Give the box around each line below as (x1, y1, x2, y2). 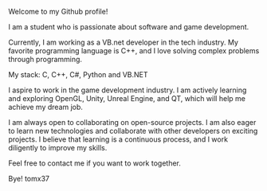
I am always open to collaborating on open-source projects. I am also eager (8, 118, 257, 127)
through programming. (8, 55, 82, 64)
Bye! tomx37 (8, 174, 50, 183)
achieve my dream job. (8, 103, 84, 111)
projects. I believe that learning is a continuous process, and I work (8, 134, 229, 144)
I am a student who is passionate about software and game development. (8, 22, 249, 31)
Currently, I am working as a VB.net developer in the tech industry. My (8, 37, 239, 47)
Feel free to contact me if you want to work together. (8, 158, 182, 168)
